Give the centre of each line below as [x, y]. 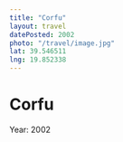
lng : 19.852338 [38, 60]
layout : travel [38, 26]
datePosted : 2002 [42, 34]
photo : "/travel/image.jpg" [62, 43]
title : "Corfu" [38, 18]
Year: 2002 [30, 129]
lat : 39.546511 [38, 52]
